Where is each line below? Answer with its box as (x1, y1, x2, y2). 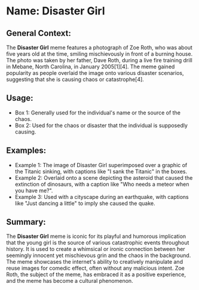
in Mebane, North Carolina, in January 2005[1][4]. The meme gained (6, 63, 175, 70)
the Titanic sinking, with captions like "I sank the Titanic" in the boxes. (14, 168, 187, 175)
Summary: (6, 217, 46, 227)
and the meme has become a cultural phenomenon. (6, 277, 133, 285)
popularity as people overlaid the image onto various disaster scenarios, (6, 70, 184, 76)
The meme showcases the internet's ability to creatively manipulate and (6, 258, 183, 265)
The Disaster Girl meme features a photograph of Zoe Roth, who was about (6, 44, 193, 51)
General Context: (6, 28, 72, 38)
